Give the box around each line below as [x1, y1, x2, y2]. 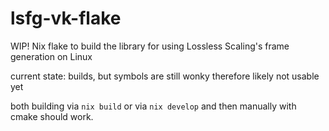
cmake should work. [10, 110, 94, 122]
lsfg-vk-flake [10, 7, 122, 30]
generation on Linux [10, 50, 93, 62]
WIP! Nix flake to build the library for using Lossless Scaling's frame [10, 40, 290, 52]
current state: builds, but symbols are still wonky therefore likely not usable [10, 70, 320, 82]
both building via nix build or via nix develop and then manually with [10, 100, 297, 112]
